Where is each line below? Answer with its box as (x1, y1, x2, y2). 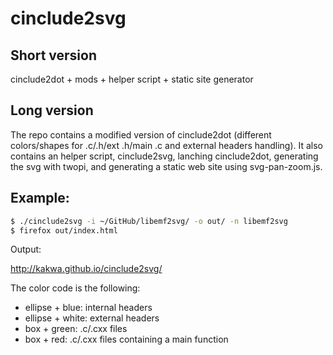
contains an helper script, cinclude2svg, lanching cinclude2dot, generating (10, 150, 319, 162)
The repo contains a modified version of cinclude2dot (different (10, 128, 272, 141)
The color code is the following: (10, 282, 141, 294)
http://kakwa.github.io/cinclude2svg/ (10, 263, 163, 275)
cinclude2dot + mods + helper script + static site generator (10, 73, 254, 85)
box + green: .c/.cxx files (24, 323, 128, 335)
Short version (10, 47, 98, 64)
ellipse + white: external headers (24, 312, 160, 324)
